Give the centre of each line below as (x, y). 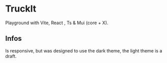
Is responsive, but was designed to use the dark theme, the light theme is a (84, 50)
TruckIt (21, 9)
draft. (11, 56)
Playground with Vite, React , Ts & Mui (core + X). (57, 23)
